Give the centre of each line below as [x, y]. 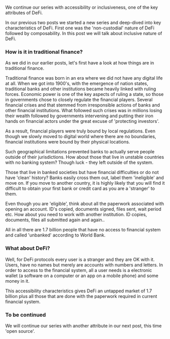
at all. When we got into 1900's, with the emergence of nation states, [77, 84]
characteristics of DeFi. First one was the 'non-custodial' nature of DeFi [80, 28]
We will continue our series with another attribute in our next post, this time [83, 326]
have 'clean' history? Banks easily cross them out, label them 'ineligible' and [85, 178]
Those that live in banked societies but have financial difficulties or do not [82, 173]
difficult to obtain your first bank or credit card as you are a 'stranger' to [80, 189]
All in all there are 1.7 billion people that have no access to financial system [83, 230]
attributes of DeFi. [24, 13]
